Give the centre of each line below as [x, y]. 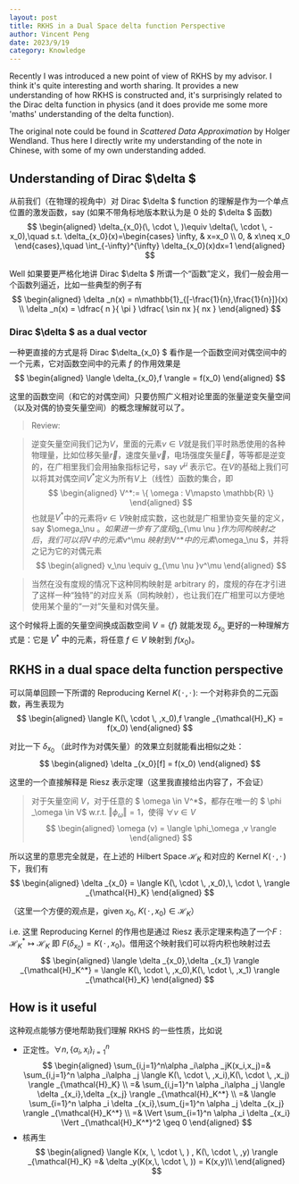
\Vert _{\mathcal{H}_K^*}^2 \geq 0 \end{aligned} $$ [157, 1122]
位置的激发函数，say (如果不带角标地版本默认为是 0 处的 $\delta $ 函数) [141, 212]
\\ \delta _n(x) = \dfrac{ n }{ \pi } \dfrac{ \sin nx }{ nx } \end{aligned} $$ [150, 308]
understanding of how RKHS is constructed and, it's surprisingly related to [146, 96]
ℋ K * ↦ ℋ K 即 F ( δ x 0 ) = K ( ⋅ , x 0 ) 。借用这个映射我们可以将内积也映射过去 [140, 944]
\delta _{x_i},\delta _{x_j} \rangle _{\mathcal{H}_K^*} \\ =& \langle [157, 1094]
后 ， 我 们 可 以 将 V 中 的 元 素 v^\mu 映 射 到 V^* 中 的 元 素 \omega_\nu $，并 [156, 540]
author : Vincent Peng [50, 34]
